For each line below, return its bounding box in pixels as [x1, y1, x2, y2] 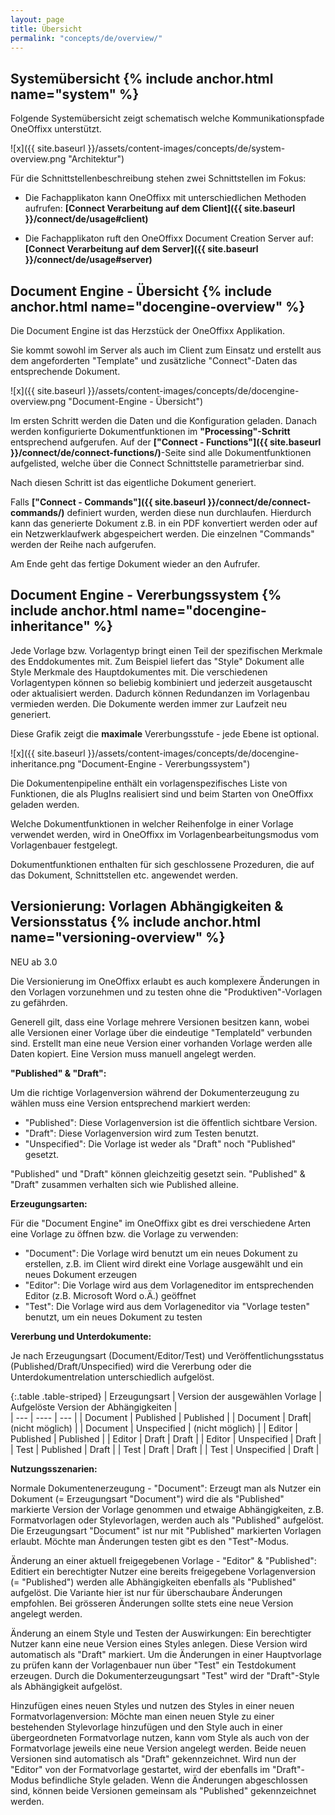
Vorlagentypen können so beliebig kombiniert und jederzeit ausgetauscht [10, 676, 313, 688]
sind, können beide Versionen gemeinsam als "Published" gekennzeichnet [10, 1784, 317, 1796]
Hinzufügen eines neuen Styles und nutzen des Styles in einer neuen [10, 1699, 295, 1711]
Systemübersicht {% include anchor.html [10, 70, 274, 87]
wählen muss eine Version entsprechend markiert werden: [10, 1097, 251, 1109]
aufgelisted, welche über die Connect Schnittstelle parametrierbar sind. [10, 457, 305, 469]
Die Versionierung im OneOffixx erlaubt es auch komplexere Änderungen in [10, 975, 320, 987]
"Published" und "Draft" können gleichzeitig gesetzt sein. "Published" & [10, 1167, 306, 1180]
